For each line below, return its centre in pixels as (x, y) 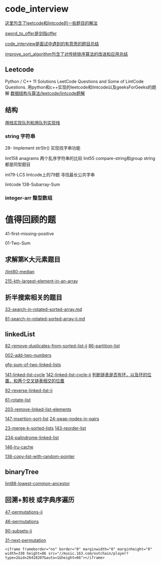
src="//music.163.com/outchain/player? (88, 553)
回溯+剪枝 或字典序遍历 (40, 500)
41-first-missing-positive (29, 233)
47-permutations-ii (24, 512)
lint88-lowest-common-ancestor (37, 483)
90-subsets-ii (19, 530)
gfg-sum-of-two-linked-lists (33, 365)
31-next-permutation (26, 540)
